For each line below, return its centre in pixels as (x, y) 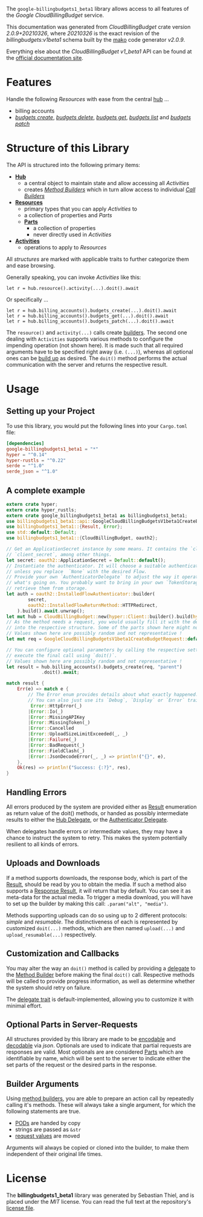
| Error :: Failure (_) (53, 740)
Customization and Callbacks (63, 953)
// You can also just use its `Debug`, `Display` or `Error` (107, 700)
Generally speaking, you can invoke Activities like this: (74, 277)
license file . (21, 1208)
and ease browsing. (31, 265)
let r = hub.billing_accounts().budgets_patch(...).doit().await (90, 321)
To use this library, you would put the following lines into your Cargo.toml (97, 425)
